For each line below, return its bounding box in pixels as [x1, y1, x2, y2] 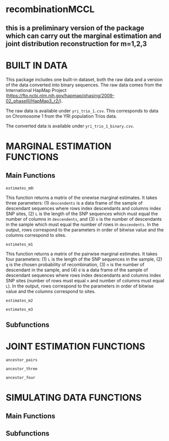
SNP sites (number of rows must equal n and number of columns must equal [6, 277, 164, 283]
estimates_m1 [6, 241, 33, 247]
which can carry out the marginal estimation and [6, 31, 161, 40]
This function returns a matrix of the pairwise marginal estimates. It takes [6, 251, 158, 257]
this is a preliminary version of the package [6, 24, 144, 32]
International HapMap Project [6, 87, 67, 93]
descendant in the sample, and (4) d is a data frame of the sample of [6, 267, 148, 273]
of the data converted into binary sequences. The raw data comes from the [6, 82, 162, 88]
